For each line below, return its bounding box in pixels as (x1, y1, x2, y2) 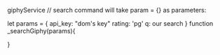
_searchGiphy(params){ (7, 27, 76, 35)
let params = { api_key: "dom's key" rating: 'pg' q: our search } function (7, 19, 214, 27)
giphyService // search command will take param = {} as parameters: (7, 6, 207, 14)
